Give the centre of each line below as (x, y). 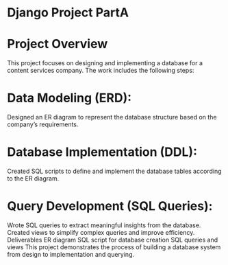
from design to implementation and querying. (71, 254)
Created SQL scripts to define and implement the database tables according (114, 171)
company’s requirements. (43, 124)
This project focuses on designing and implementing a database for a (105, 63)
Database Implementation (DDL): (102, 152)
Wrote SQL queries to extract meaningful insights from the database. (104, 225)
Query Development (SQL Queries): (110, 206)
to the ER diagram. (33, 178)
